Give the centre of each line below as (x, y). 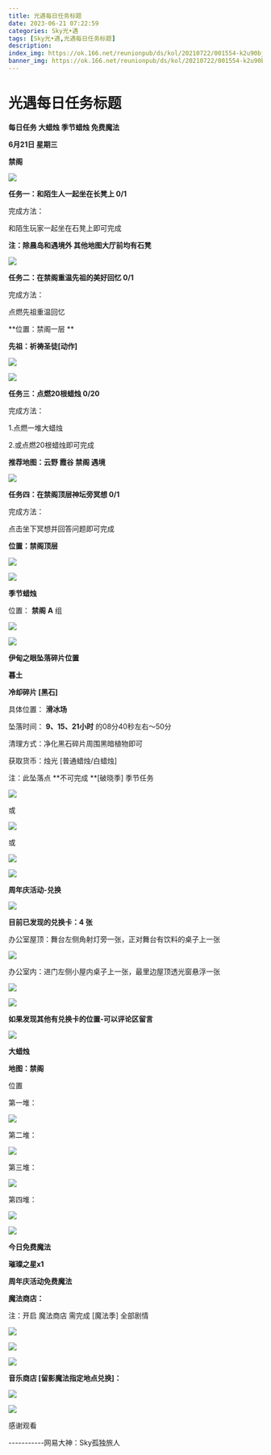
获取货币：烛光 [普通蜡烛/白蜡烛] (63, 760)
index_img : (27, 53)
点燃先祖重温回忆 (37, 311)
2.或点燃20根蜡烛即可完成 (51, 445)
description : (30, 46)
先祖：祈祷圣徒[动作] (43, 346)
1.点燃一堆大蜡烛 (35, 428)
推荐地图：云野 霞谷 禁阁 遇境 (57, 462)
